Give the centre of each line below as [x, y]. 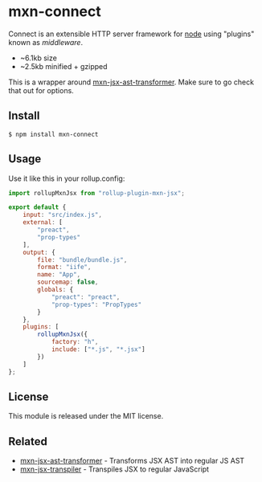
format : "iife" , [64, 268]
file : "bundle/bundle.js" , [82, 259]
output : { [39, 252]
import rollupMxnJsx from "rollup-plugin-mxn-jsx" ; [96, 193]
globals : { [55, 290]
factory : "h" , [75, 342]
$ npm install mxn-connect [53, 134]
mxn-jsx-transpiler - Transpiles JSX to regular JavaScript [115, 469]
